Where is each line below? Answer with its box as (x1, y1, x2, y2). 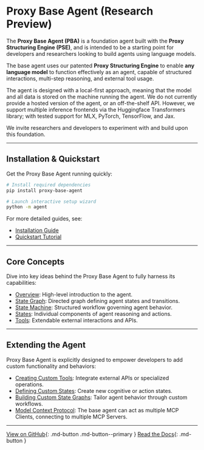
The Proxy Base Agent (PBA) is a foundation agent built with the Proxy (6, 37, 184, 44)
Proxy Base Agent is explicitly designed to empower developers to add (6, 356, 183, 363)
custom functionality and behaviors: (6, 363, 97, 370)
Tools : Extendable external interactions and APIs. (15, 317, 138, 324)
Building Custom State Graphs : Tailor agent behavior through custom (15, 394, 188, 401)
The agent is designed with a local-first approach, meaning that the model (6, 86, 192, 94)
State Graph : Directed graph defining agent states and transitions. (15, 298, 180, 305)
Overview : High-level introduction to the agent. (15, 291, 133, 298)
